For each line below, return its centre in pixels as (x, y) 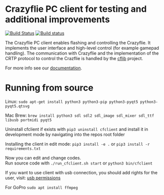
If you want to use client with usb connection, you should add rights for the (82, 172)
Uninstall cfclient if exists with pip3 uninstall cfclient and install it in (77, 129)
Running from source (49, 88)
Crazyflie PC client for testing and (76, 9)
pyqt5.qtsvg (17, 106)
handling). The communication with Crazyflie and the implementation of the (82, 53)
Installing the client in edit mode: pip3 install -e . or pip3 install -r (77, 144)
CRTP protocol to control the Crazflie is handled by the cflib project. (74, 58)
